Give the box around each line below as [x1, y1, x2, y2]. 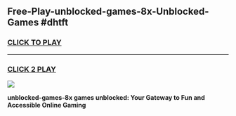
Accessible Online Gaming [7, 101, 86, 109]
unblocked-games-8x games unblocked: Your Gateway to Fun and [7, 93, 205, 101]
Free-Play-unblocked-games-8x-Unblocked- [7, 6, 209, 18]
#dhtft [41, 17, 69, 29]
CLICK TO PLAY [7, 38, 62, 48]
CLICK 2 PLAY [7, 64, 56, 74]
